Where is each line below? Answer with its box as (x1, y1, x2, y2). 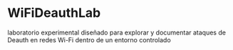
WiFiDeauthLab (7, 5, 101, 21)
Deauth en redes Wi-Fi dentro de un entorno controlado (7, 35, 171, 44)
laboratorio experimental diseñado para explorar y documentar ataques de (7, 28, 227, 37)
